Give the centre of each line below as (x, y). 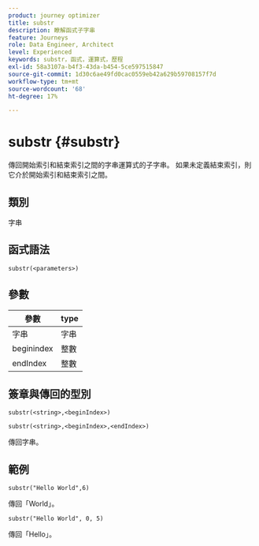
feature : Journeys (38, 37)
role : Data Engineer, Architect (61, 45)
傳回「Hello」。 (32, 534)
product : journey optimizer (54, 15)
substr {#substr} (64, 142)
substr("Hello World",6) (49, 488)
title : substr (31, 23)
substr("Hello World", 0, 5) (56, 519)
